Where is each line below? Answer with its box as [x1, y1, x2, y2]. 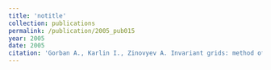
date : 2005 [8, 42, 45, 50]
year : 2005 [8, 34, 45, 43]
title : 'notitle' [8, 11, 67, 20]
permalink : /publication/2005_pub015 [8, 27, 135, 35]
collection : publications [8, 19, 95, 27]
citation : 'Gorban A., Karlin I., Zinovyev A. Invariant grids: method [8, 49, 254, 57]
